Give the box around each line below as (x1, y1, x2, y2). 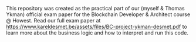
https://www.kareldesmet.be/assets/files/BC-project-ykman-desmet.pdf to (6, 23, 188, 30)
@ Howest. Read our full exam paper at (6, 17, 101, 24)
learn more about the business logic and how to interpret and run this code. (6, 29, 189, 36)
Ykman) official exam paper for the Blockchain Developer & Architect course (6, 11, 191, 18)
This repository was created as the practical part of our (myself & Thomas (6, 5, 185, 12)
